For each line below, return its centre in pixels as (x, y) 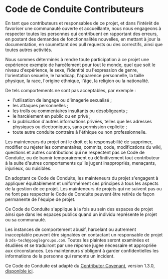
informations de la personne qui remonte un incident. (60, 256)
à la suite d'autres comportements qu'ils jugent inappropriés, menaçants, (81, 163)
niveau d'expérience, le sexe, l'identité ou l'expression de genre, (72, 70)
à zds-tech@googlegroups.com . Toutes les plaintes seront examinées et (77, 240)
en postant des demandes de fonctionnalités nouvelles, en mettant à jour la (83, 39)
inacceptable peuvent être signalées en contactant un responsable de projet (84, 234)
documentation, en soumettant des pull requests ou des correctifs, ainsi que (84, 44)
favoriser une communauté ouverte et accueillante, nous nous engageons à (83, 28)
